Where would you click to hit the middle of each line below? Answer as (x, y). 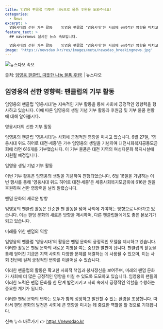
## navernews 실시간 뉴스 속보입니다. (43, 37)
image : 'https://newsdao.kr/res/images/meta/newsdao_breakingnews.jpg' (79, 50)
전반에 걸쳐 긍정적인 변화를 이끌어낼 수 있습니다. (55, 260)
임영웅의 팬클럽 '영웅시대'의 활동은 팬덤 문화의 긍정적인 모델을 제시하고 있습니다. (81, 242)
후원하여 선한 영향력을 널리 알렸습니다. (41, 188)
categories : (17, 14)
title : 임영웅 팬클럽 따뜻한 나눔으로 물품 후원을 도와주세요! (58, 9)
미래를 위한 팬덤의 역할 (26, 231)
